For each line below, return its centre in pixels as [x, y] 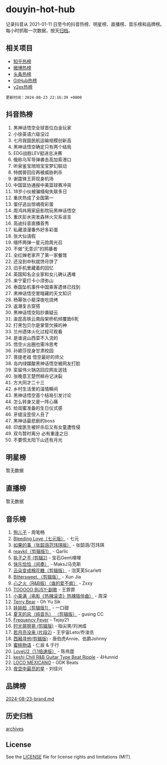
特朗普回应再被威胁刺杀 [38, 172]
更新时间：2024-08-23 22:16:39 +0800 [44, 97]
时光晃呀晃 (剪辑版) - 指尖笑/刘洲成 [50, 626]
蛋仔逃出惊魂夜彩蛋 [33, 204]
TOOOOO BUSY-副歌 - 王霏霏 [44, 589]
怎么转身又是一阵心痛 [35, 402]
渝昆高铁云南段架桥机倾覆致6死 [46, 319]
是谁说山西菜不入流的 [35, 338]
